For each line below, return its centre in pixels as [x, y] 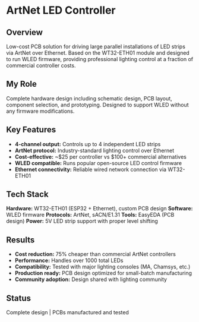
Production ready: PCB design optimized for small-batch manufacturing [103, 273]
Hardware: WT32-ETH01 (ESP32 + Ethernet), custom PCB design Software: [99, 209]
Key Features [31, 130]
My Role [22, 84]
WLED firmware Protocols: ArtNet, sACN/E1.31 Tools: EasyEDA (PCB [90, 215]
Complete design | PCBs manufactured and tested [67, 312]
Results [20, 240]
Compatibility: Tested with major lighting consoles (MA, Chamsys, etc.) [102, 267]
